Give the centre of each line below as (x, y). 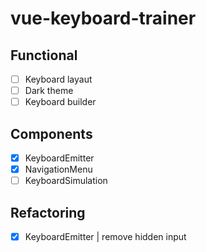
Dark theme (49, 91)
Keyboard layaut (58, 79)
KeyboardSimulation (66, 181)
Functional (44, 55)
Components (51, 133)
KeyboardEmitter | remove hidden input (105, 236)
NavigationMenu (58, 169)
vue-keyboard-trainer (103, 18)
